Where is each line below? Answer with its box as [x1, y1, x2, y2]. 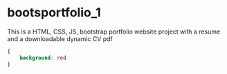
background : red [19, 54, 67, 61]
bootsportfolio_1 [7, 5, 102, 21]
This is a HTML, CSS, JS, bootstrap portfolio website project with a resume [7, 27, 221, 36]
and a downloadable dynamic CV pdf [7, 34, 113, 42]
